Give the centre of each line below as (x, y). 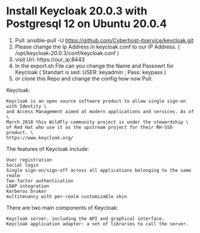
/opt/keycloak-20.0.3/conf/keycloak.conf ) (67, 53)
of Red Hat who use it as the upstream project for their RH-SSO (89, 127)
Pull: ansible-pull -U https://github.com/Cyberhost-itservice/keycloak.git (104, 40)
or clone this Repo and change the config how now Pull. (84, 78)
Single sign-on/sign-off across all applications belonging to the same (99, 170)
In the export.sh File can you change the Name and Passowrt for (94, 66)
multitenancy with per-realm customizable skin (67, 196)
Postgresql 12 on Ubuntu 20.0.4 (87, 24)
